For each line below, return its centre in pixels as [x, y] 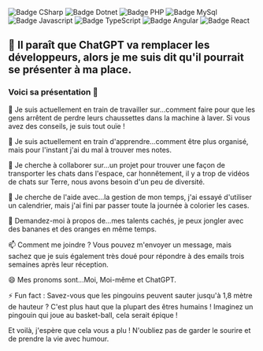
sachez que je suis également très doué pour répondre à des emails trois [126, 256]
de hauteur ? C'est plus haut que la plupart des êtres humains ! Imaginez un [131, 306]
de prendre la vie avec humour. [59, 338]
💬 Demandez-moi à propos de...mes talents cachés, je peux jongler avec [126, 220]
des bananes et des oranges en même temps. [83, 229]
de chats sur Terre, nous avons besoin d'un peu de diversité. [107, 182]
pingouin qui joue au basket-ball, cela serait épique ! [93, 315]
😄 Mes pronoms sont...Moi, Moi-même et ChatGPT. [93, 279]
